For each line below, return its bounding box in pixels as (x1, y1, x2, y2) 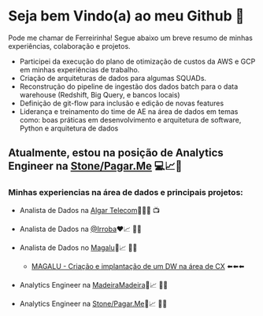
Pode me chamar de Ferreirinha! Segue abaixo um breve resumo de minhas (8, 33, 254, 42)
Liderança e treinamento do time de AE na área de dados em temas (19, 106, 239, 116)
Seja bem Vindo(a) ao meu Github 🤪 (8, 7, 245, 25)
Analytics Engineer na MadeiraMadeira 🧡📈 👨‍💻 (19, 280, 169, 289)
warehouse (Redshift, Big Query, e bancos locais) (19, 90, 180, 99)
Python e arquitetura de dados (19, 123, 119, 133)
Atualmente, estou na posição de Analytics (8, 146, 224, 160)
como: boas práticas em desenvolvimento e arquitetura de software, (19, 115, 242, 124)
